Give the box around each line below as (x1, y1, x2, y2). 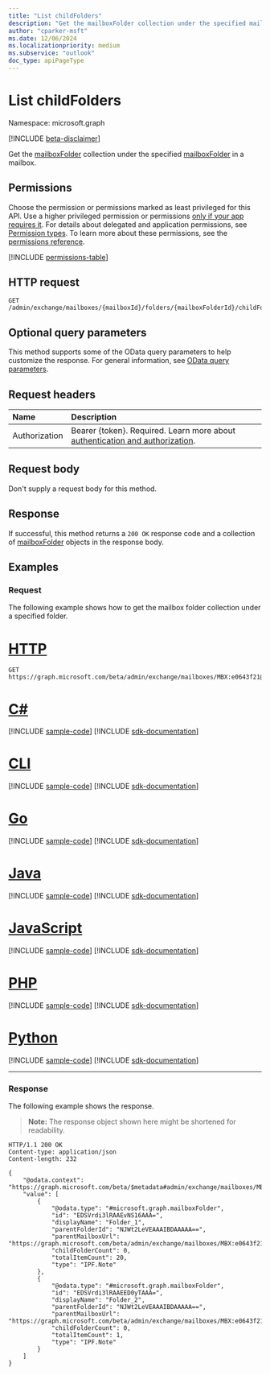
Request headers (8, 387, 96, 401)
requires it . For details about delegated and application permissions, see (8, 219, 247, 229)
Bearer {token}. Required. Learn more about (71, 425, 235, 436)
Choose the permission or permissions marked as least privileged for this (8, 202, 251, 212)
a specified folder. (8, 611, 68, 621)
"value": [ (22, 1191, 59, 1199)
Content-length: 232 (8, 1155, 78, 1163)
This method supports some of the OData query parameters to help (8, 347, 231, 357)
